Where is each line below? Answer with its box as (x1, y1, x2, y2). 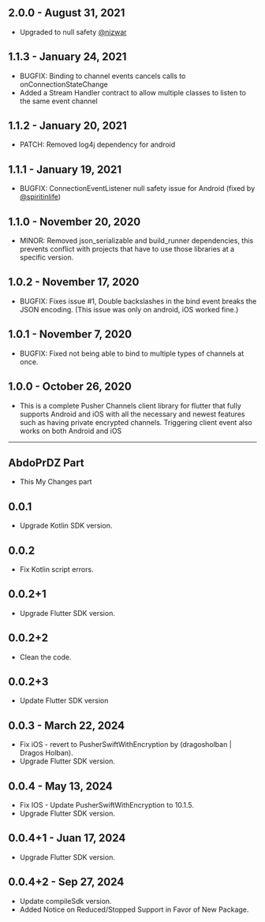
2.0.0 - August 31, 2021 (8, 6, 125, 20)
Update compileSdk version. (19, 896, 112, 905)
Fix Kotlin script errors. (19, 564, 94, 574)
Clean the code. (19, 652, 72, 662)
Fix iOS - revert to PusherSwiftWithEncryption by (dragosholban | (19, 740, 233, 749)
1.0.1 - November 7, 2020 (8, 327, 132, 342)
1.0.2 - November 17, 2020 (8, 275, 140, 289)
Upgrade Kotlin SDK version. (19, 521, 113, 531)
